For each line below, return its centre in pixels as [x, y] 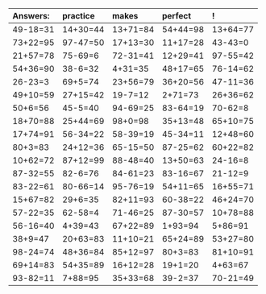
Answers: [31, 16]
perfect [177, 16]
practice [79, 16]
